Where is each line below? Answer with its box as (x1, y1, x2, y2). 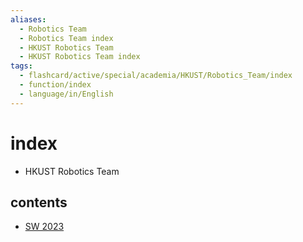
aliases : (10, 14, 47, 25)
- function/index (19, 80, 92, 90)
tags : (10, 61, 33, 71)
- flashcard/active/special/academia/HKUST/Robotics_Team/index (19, 71, 293, 81)
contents (10, 194, 68, 211)
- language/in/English (19, 89, 114, 99)
